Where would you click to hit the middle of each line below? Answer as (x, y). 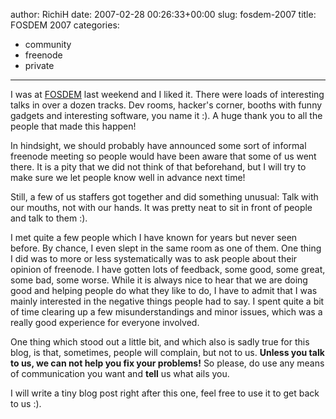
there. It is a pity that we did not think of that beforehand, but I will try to (158, 167)
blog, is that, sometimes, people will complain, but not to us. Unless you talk (167, 352)
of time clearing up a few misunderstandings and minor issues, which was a (166, 312)
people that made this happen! (73, 126)
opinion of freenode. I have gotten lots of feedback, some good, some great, (168, 269)
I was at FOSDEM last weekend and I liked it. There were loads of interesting (167, 94)
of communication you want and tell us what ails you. (120, 373)
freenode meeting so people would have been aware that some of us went (163, 156)
